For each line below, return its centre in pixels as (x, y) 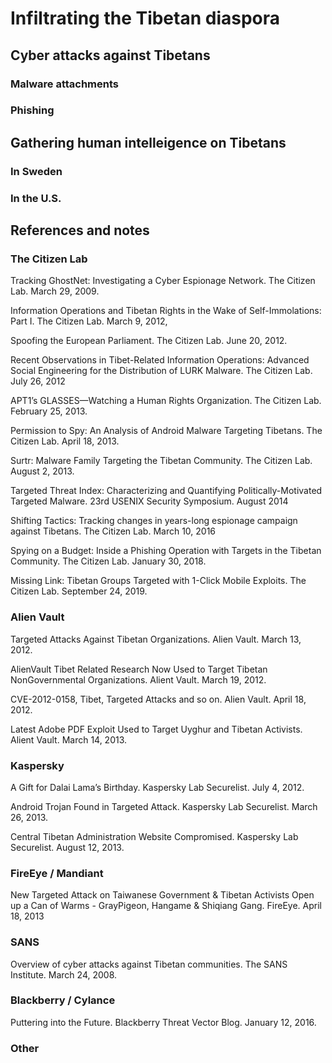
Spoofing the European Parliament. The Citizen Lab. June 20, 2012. (149, 341)
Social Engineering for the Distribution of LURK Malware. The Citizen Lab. (161, 371)
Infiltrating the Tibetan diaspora (145, 18)
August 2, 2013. (42, 471)
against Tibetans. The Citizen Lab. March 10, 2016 (113, 531)
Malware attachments (65, 84)
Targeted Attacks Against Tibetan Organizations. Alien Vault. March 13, (156, 639)
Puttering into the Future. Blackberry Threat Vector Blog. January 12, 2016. (163, 1022)
